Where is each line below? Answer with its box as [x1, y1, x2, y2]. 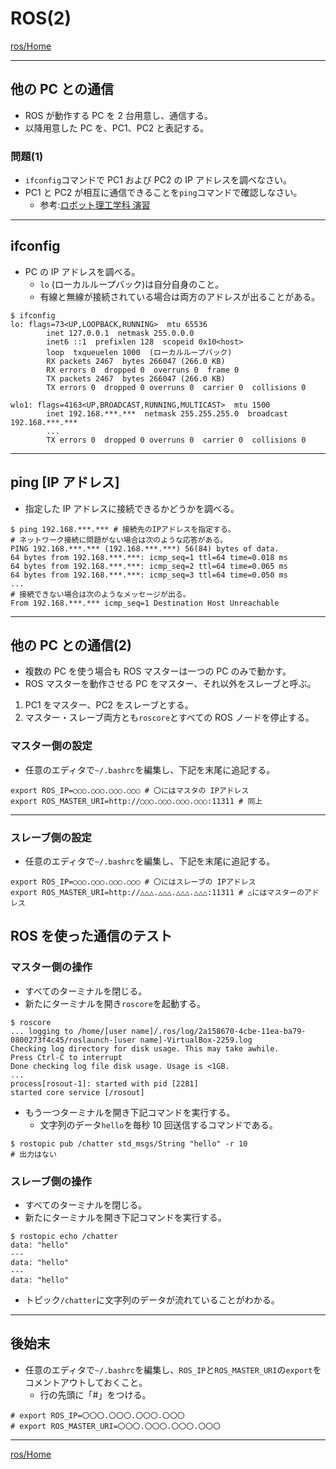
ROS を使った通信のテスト [10, 928, 173, 945]
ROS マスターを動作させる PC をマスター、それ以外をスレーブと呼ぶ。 [24, 678, 317, 690]
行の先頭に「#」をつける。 [39, 1388, 152, 1401]
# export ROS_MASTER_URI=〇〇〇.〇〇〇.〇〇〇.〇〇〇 [10, 1421, 221, 1431]
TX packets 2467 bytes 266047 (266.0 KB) [46, 373, 226, 384]
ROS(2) [10, 7, 72, 30]
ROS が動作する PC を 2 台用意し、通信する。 [24, 109, 213, 121]
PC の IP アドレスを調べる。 [24, 265, 141, 277]
